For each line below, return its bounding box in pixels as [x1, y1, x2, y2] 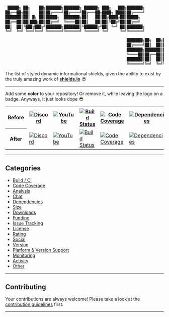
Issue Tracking [12, 220, 44, 227]
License [12, 225, 29, 232]
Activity [12, 258, 29, 264]
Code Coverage [12, 183, 46, 189]
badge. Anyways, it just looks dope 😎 [5, 96, 84, 102]
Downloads [12, 209, 36, 215]
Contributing [5, 283, 46, 291]
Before [8, 114, 24, 121]
